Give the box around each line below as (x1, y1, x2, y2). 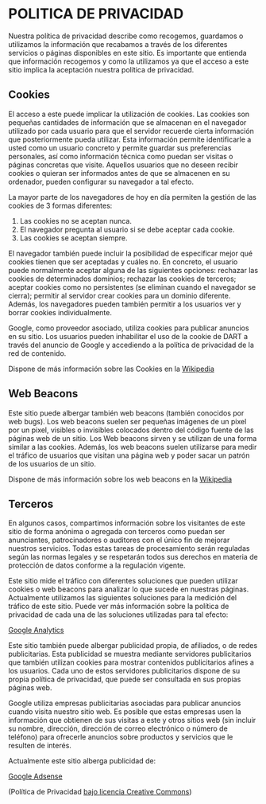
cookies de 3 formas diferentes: (8, 201, 113, 210)
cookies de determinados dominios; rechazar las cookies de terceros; (8, 274, 237, 283)
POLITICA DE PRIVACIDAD (8, 5, 184, 23)
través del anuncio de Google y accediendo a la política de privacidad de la (8, 340, 254, 349)
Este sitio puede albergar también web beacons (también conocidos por (8, 408, 245, 418)
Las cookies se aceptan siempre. (19, 232, 129, 243)
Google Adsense (8, 771, 63, 781)
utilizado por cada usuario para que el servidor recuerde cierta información (8, 126, 254, 135)
